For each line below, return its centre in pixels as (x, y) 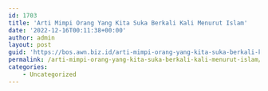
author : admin (32, 38)
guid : (17, 52)
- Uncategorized (50, 74)
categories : (28, 67)
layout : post (30, 45)
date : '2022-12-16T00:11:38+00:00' (67, 30)
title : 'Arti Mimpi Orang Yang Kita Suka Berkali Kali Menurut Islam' (128, 23)
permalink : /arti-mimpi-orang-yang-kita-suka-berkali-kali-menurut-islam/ (135, 60)
